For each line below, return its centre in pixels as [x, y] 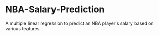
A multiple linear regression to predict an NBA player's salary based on [79, 23]
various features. [23, 28]
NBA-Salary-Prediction [55, 9]
